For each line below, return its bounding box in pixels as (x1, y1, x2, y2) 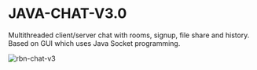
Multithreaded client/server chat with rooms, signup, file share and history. (8, 30, 250, 40)
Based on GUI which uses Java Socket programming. (8, 38, 181, 47)
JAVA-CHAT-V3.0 (8, 5, 127, 23)
